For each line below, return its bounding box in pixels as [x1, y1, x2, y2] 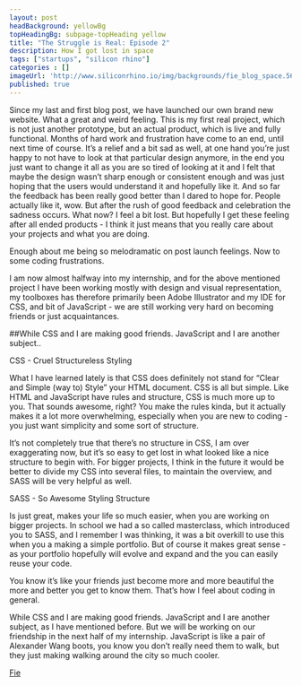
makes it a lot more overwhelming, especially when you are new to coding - [9, 410, 288, 421]
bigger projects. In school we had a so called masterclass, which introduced [9, 519, 290, 530]
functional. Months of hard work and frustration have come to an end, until [9, 133, 285, 143]
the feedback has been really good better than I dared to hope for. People [9, 190, 281, 201]
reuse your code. [9, 558, 73, 569]
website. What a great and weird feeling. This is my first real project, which [9, 114, 285, 125]
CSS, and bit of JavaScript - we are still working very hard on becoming [9, 301, 274, 312]
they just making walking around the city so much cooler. [9, 649, 220, 660]
